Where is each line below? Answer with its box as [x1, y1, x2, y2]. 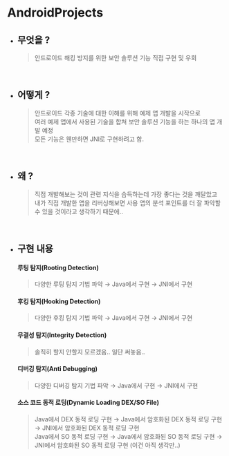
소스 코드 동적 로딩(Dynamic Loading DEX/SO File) [17, 399, 159, 407]
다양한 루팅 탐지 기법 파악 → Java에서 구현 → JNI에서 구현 [34, 280, 193, 288]
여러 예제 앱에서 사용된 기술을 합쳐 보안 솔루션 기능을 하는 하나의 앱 [34, 117, 216, 126]
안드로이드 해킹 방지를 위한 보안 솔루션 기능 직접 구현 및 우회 [34, 54, 197, 61]
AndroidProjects [7, 5, 104, 21]
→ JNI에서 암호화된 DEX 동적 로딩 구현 [34, 424, 140, 433]
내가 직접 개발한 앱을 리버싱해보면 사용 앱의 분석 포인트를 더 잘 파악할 [34, 198, 221, 207]
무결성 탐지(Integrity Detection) [17, 331, 107, 339]
